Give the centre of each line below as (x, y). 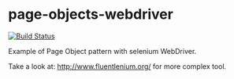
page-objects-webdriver (91, 14)
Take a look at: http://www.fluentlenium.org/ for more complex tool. (117, 66)
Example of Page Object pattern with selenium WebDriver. (102, 51)
